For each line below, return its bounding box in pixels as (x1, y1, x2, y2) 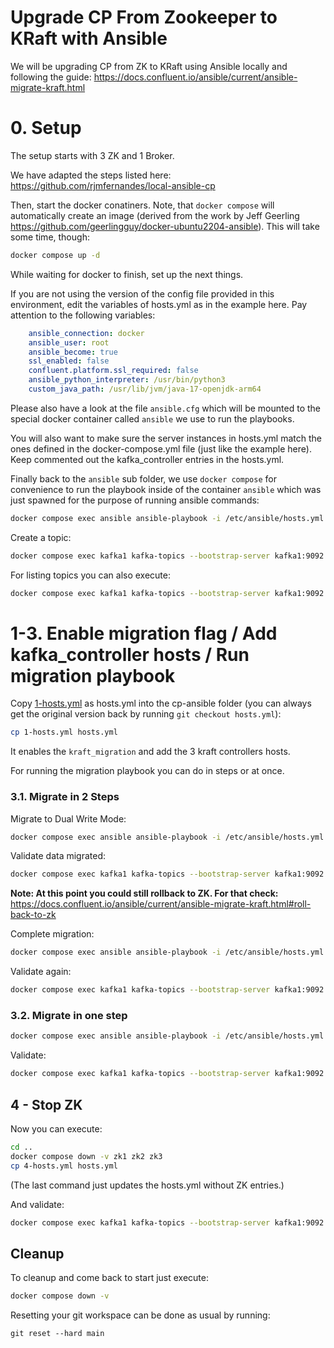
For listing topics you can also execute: (10, 569, 172, 581)
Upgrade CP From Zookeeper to (10, 6, 278, 29)
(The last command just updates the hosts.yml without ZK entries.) (10, 1179, 285, 1191)
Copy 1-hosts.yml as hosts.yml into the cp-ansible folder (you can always (10, 697, 312, 710)
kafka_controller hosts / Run (10, 643, 250, 666)
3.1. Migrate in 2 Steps (10, 790, 120, 804)
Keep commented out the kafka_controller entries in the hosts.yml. (10, 453, 285, 465)
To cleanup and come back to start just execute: (10, 1272, 209, 1284)
